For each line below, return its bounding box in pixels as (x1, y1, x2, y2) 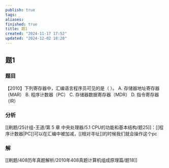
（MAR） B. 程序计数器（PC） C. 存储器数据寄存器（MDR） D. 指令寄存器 (5, 91, 159, 97)
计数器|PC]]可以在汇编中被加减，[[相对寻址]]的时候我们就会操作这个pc (9, 130, 158, 136)
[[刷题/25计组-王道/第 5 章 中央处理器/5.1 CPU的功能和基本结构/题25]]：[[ (5, 124, 159, 130)
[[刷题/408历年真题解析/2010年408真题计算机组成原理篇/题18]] (5, 157, 137, 163)
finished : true (5, 21, 38, 27)
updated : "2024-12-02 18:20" (5, 36, 67, 41)
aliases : (5, 17, 24, 22)
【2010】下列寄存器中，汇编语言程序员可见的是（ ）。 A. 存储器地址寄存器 (5, 85, 160, 91)
